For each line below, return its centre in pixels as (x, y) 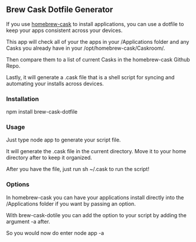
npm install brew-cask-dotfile (42, 112)
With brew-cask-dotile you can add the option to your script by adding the (97, 215)
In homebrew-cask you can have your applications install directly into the (95, 197)
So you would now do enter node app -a (55, 233)
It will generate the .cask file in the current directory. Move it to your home (96, 151)
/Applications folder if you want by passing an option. (71, 204)
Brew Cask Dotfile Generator (60, 10)
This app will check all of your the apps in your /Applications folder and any (98, 41)
